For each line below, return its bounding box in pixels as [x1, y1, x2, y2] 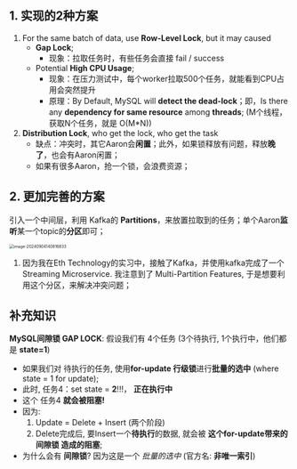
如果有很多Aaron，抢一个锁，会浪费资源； [35, 160, 190, 171]
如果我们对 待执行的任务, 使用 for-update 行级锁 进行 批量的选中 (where [21, 363, 279, 374]
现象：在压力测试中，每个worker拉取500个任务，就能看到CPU [48, 73, 277, 84]
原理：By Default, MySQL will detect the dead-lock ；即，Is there [48, 95, 289, 106]
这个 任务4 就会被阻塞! [21, 395, 105, 406]
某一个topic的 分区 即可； [17, 225, 106, 236]
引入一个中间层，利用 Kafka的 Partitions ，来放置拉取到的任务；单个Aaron [9, 214, 281, 225]
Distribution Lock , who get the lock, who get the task [21, 127, 219, 138]
